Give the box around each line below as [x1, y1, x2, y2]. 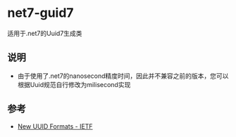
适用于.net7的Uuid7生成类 [7, 29, 82, 37]
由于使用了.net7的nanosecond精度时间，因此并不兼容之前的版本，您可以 [17, 72, 229, 80]
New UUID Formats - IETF [17, 122, 93, 131]
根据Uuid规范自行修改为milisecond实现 [17, 80, 131, 89]
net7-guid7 [7, 5, 74, 21]
